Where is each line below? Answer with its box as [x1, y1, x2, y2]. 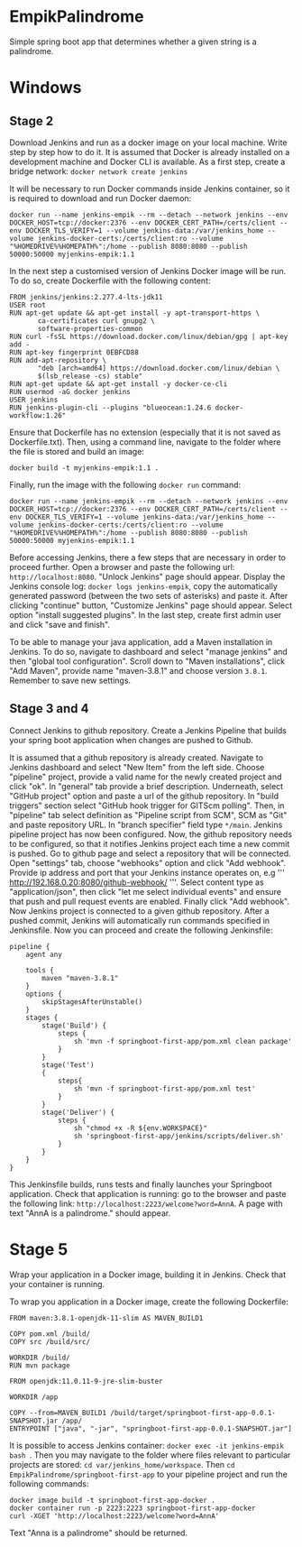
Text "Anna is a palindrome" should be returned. [9, 1527, 188, 1538]
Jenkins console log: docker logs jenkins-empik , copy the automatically [9, 580, 278, 592]
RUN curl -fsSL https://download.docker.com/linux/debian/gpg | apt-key [9, 332, 288, 341]
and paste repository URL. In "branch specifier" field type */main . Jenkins [9, 819, 283, 830]
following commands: [9, 1478, 89, 1489]
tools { [25, 965, 54, 975]
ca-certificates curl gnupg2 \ [37, 316, 155, 326]
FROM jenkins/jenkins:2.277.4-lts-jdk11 [9, 292, 164, 301]
